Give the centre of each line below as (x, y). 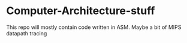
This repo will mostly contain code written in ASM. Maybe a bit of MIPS (94, 27)
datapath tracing (27, 33)
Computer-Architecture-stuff (81, 11)
